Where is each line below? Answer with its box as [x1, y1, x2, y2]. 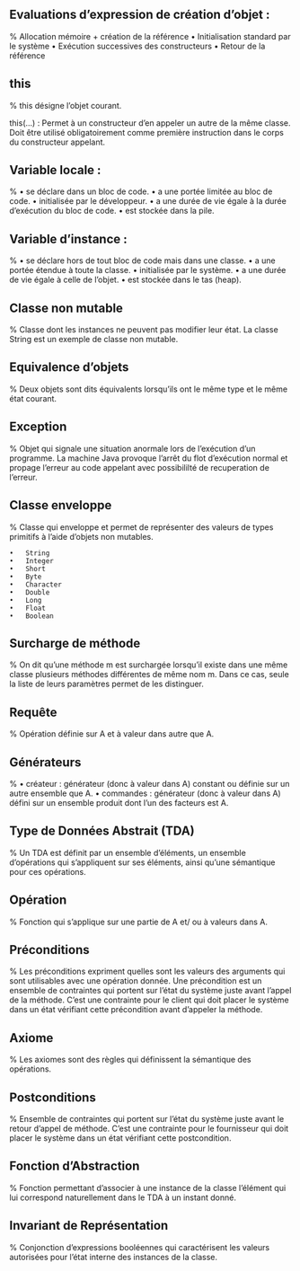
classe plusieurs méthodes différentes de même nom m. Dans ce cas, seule [9, 669, 289, 680]
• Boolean [9, 611, 54, 621]
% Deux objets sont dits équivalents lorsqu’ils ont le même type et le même [9, 384, 288, 394]
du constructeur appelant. [9, 137, 106, 147]
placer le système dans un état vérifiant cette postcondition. [9, 1133, 232, 1143]
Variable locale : [9, 163, 101, 178]
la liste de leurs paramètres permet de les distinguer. [9, 678, 205, 690]
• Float [9, 604, 47, 613]
